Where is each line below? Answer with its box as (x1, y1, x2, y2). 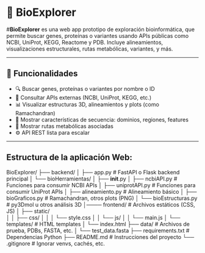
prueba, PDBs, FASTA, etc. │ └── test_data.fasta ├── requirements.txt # (6, 227, 190, 234)
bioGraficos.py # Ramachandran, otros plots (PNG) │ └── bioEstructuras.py (6, 194, 198, 202)
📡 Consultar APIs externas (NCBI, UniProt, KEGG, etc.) (15, 94, 152, 101)
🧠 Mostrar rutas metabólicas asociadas (15, 122, 114, 130)
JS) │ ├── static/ (6, 207, 50, 215)
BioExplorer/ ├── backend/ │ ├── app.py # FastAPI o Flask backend (6, 168, 180, 176)
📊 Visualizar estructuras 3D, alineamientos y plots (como (15, 101, 160, 108)
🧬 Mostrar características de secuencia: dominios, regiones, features (15, 116, 189, 123)
